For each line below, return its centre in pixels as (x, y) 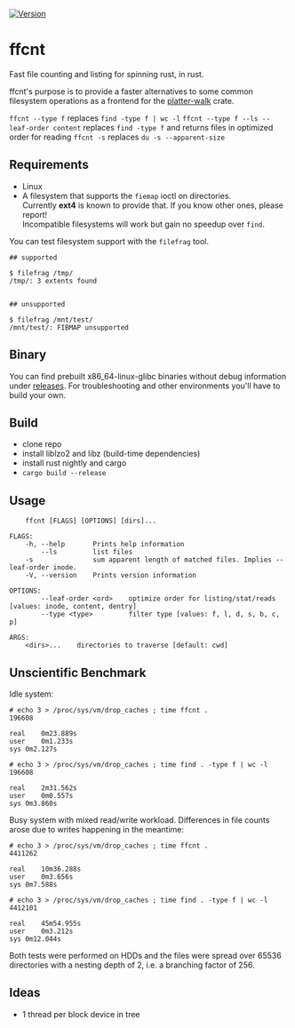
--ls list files (87, 552)
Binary (28, 355)
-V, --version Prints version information (111, 576)
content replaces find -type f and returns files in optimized (163, 127)
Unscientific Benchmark (78, 672)
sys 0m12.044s (36, 939)
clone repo (42, 444)
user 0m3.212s (41, 931)
